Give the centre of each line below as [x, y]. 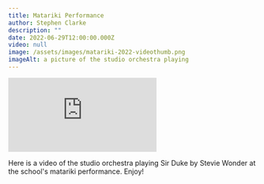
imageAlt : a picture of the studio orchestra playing [99, 60]
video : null [28, 45]
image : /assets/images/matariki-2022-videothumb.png [97, 52]
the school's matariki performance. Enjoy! [76, 171]
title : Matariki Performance [56, 15]
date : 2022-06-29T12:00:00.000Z [61, 38]
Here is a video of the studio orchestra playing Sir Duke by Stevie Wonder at [132, 163]
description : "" [35, 30]
